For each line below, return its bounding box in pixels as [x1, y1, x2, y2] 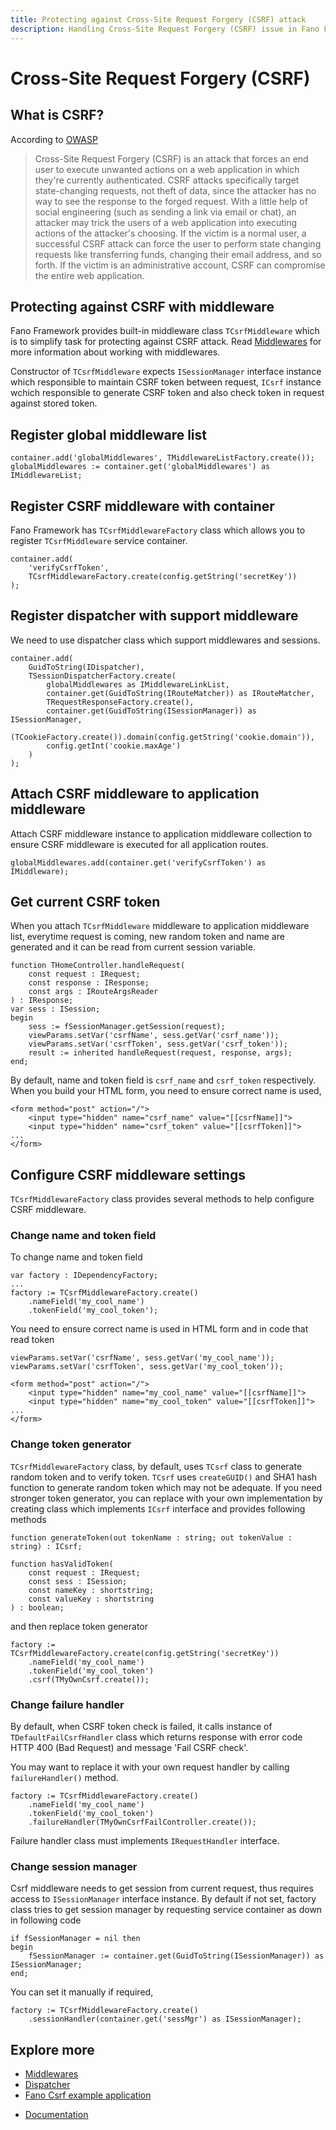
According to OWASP [10, 133, 98, 145]
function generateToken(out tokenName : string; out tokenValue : [10, 1532, 293, 1543]
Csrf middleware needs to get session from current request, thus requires [10, 1882, 314, 1895]
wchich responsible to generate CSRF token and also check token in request [10, 387, 325, 399]
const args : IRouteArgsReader [28, 987, 159, 997]
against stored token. [10, 397, 98, 410]
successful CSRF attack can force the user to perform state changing [34, 237, 322, 250]
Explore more [10, 2041, 95, 2058]
